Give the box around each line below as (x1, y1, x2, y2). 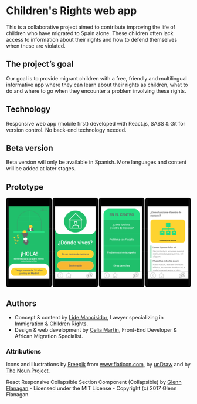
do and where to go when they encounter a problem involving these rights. (6, 87, 186, 95)
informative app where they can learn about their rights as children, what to (6, 81, 188, 88)
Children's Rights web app (6, 4, 137, 18)
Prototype (6, 182, 44, 192)
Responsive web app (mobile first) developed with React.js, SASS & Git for (6, 120, 186, 127)
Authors (6, 298, 37, 308)
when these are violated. (6, 42, 66, 49)
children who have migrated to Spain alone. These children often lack (6, 29, 174, 36)
